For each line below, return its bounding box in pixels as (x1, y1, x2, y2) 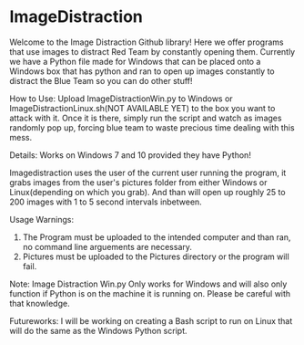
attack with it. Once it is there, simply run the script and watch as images (9, 112, 282, 123)
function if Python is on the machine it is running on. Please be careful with (9, 287, 291, 298)
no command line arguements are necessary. (22, 241, 193, 252)
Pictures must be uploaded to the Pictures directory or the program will (22, 251, 289, 262)
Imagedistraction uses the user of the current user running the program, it (9, 167, 287, 178)
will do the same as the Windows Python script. (9, 325, 187, 336)
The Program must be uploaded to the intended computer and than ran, (22, 231, 291, 243)
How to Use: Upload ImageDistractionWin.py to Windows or (9, 93, 234, 104)
